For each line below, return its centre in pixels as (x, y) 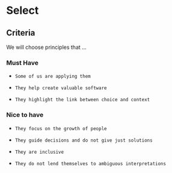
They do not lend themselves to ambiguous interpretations (91, 163)
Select (23, 11)
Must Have (23, 63)
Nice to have (25, 115)
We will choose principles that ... (47, 47)
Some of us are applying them (53, 77)
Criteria (21, 33)
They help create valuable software (61, 88)
